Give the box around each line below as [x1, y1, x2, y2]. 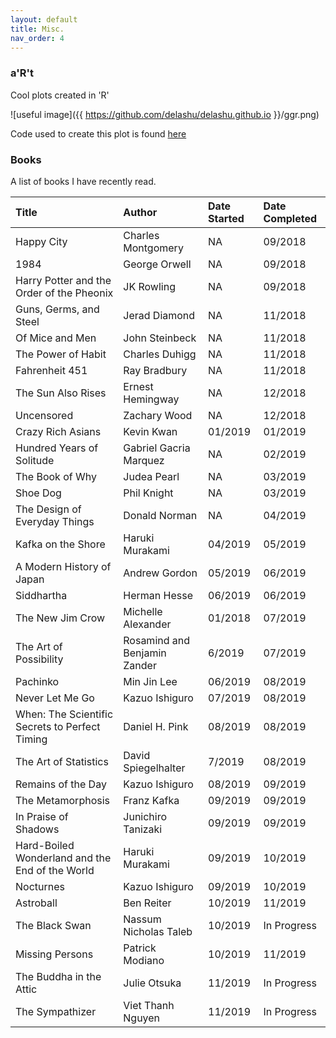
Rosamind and [123, 633, 191, 647]
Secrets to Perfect [15, 719, 101, 733]
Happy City [15, 234, 68, 248]
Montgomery [123, 241, 184, 255]
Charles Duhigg [123, 347, 197, 361]
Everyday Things [15, 514, 95, 528]
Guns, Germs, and [15, 302, 100, 316]
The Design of [15, 502, 82, 516]
